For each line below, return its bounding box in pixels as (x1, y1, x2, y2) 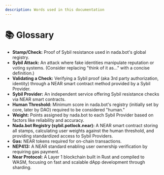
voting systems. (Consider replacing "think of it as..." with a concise (12, 65, 150, 70)
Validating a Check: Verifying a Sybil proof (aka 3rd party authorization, (12, 75, 159, 81)
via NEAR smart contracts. (12, 96, 66, 102)
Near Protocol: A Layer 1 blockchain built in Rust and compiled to (12, 154, 145, 160)
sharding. (12, 164, 32, 170)
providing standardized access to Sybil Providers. (12, 133, 113, 139)
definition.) (12, 70, 34, 76)
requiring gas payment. (12, 148, 60, 154)
